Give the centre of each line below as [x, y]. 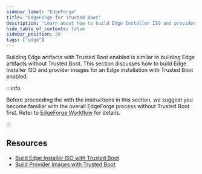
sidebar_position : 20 [34, 34]
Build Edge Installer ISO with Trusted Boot [67, 158]
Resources [27, 143]
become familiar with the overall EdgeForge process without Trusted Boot [98, 106]
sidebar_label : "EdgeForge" [42, 12]
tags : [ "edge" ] [25, 40]
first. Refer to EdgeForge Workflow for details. [64, 113]
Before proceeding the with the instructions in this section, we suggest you [100, 100]
